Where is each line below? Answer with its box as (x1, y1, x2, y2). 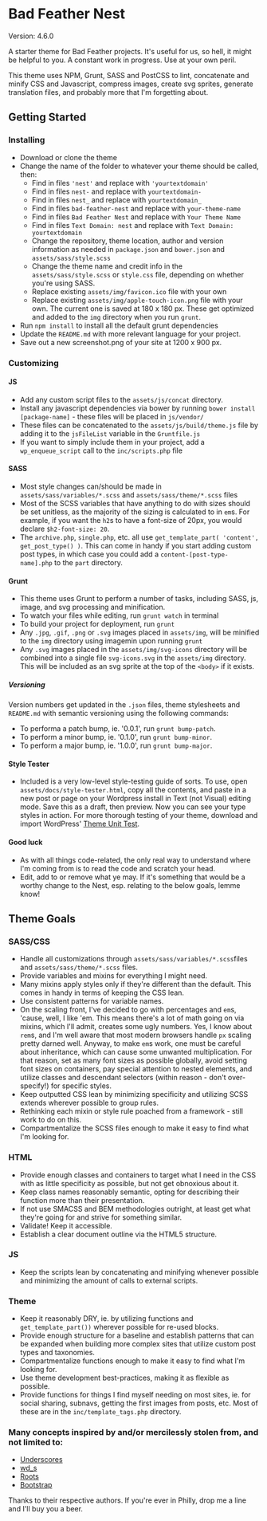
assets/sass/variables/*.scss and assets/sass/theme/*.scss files (19, 489, 238, 499)
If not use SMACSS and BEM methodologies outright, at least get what (19, 1204, 251, 1213)
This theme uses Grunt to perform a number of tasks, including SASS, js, (19, 594, 259, 603)
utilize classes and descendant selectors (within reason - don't (19, 1073, 226, 1083)
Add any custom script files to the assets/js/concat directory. (19, 395, 223, 404)
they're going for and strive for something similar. (19, 1212, 183, 1222)
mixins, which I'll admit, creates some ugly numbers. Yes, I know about (19, 1022, 253, 1032)
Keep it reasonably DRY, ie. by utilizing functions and (19, 1314, 194, 1323)
